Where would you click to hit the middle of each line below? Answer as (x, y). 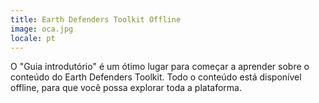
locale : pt (33, 38)
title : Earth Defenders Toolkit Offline (96, 19)
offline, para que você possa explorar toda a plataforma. (126, 88)
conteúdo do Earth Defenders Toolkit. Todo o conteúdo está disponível (156, 77)
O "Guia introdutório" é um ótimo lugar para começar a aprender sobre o (160, 67)
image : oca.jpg (42, 29)
